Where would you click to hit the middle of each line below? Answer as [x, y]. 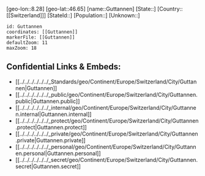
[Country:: [170, 9]
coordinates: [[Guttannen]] [42, 32]
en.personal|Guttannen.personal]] [58, 153]
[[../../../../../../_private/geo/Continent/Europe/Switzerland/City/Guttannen [106, 134]
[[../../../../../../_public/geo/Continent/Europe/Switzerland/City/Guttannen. [106, 94]
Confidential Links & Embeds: [64, 67]
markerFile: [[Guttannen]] [41, 37]
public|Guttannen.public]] [47, 101]
